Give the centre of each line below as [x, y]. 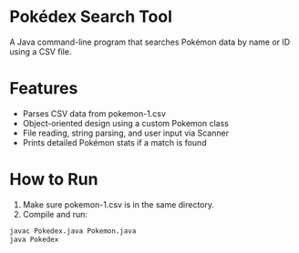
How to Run [54, 180]
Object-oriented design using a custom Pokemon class [126, 123]
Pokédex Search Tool [91, 17]
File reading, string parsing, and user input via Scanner [126, 133]
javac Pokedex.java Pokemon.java [73, 231]
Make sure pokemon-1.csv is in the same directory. [119, 204]
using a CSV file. [41, 51]
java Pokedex [34, 239]
